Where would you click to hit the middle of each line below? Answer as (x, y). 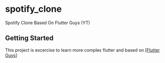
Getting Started (29, 38)
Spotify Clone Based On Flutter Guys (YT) (48, 23)
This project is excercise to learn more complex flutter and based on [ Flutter (82, 50)
